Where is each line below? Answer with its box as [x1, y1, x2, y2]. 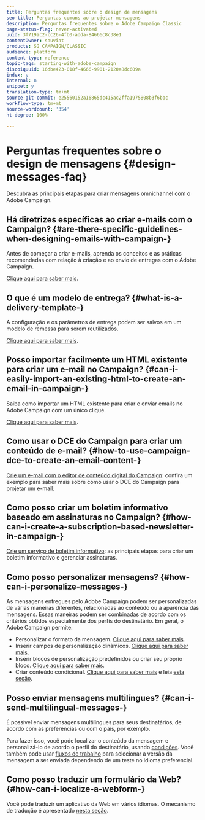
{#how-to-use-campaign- [88, 446, 191, 456]
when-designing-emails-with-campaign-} [6, 233, 171, 244]
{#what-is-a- [131, 292, 183, 303]
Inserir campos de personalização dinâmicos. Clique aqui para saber [15, 642, 188, 650]
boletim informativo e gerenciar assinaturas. [6, 554, 117, 561]
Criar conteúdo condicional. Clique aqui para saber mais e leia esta [15, 668, 185, 676]
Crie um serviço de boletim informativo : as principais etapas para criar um [6, 547, 194, 555]
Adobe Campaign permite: [6, 624, 73, 631]
